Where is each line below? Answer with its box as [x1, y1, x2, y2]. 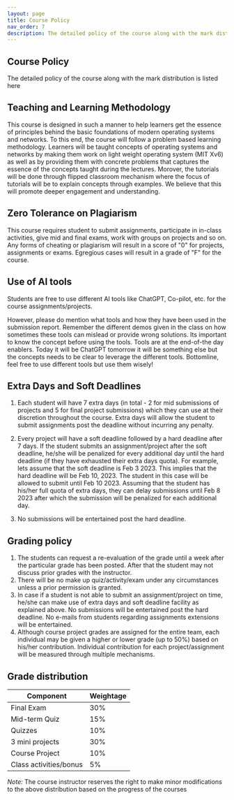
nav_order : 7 [7, 23, 45, 30]
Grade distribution [7, 670, 88, 682]
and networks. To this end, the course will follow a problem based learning [7, 135, 221, 143]
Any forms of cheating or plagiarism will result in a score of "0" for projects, [7, 240, 225, 249]
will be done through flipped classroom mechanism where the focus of [7, 172, 210, 180]
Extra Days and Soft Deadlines [7, 380, 141, 392]
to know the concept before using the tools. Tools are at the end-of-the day [7, 337, 224, 346]
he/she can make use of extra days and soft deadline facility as [17, 598, 199, 606]
